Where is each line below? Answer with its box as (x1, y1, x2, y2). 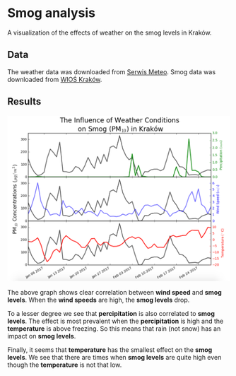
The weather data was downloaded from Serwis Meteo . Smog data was (7, 67, 216, 76)
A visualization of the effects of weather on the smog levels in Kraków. (7, 28, 212, 37)
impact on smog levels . (7, 332, 76, 341)
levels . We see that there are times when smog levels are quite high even (7, 353, 222, 362)
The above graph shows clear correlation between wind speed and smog (7, 288, 223, 297)
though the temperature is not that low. (7, 360, 122, 369)
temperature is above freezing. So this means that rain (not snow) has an (7, 324, 221, 333)
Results (7, 95, 42, 107)
